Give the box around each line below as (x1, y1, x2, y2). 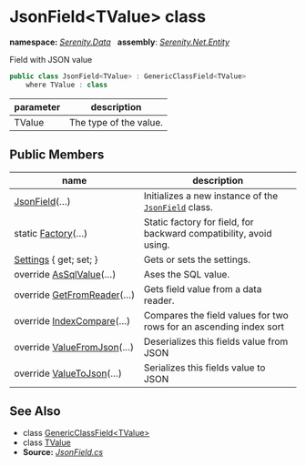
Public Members (9, 147, 105, 163)
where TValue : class (25, 80, 107, 89)
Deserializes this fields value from (143, 335, 289, 348)
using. (143, 238, 170, 251)
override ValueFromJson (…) (14, 340, 135, 353)
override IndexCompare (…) (14, 314, 130, 327)
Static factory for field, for (143, 216, 254, 228)
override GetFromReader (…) (14, 289, 135, 301)
